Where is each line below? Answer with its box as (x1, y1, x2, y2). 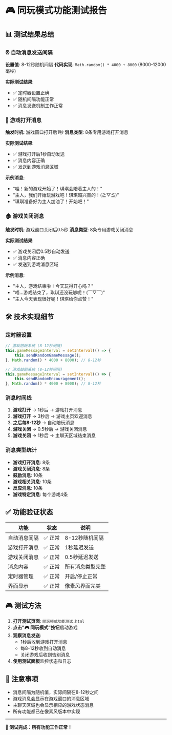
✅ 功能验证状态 (5, 508, 53, 517)
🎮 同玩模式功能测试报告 (5, 5, 107, 16)
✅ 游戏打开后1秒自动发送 (12, 151, 65, 157)
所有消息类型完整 (64, 563, 106, 570)
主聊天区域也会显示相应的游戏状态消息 (12, 702, 94, 708)
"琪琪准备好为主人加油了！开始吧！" (12, 198, 89, 205)
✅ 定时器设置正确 (12, 89, 50, 95)
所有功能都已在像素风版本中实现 (12, 708, 80, 714)
